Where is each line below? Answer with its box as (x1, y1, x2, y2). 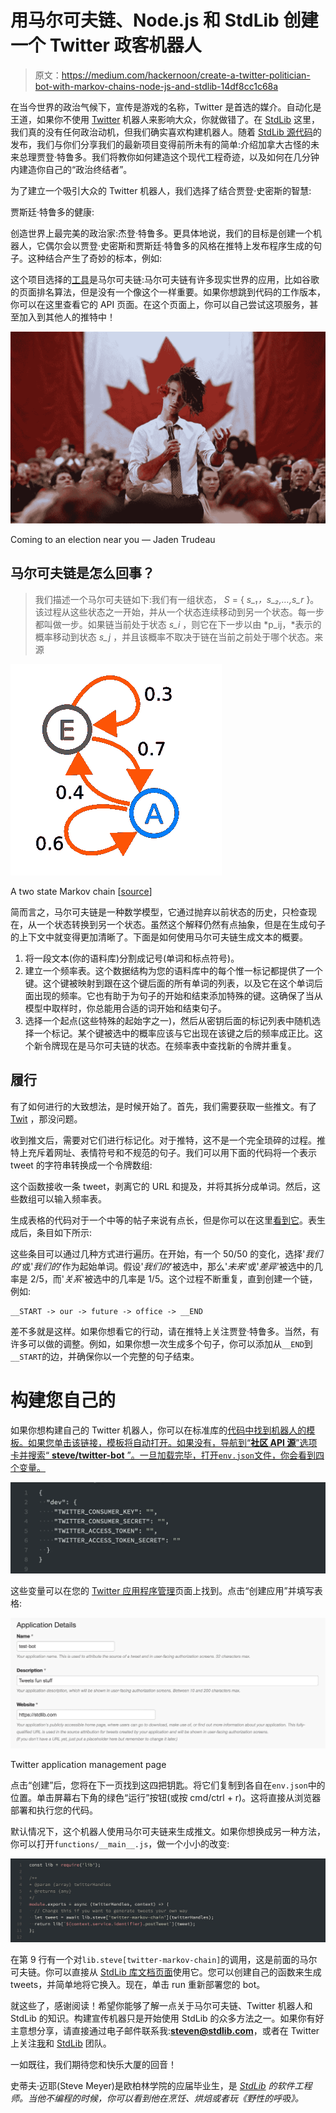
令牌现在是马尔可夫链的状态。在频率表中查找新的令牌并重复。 (42, 1039, 297, 1051)
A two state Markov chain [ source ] (10, 885, 153, 897)
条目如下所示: (36, 1226, 93, 1238)
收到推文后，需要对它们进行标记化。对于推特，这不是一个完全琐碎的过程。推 (10, 1134, 326, 1146)
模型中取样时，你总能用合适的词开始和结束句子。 (24, 1002, 227, 1014)
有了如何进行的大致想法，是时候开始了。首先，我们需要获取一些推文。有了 (10, 1100, 317, 1112)
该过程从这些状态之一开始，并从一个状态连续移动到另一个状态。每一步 (34, 606, 325, 618)
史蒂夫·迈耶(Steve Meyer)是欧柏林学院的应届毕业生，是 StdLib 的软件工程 (10, 2080, 313, 2092)
